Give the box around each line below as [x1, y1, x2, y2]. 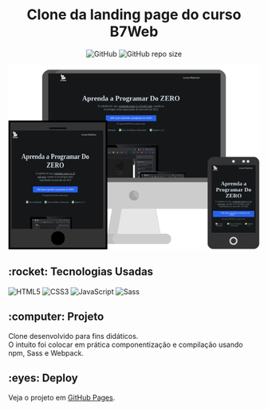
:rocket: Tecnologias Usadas [8, 265, 154, 278]
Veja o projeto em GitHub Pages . [8, 392, 116, 402]
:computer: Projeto [8, 310, 104, 324]
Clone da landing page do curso [26, 6, 242, 24]
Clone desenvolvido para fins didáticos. [8, 331, 139, 340]
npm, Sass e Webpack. [8, 348, 84, 357]
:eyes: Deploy [8, 372, 78, 385]
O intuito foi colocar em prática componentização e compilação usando [8, 340, 243, 349]
